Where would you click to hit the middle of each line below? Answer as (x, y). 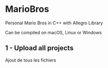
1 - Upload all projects (39, 48)
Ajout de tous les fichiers (31, 60)
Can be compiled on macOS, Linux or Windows (54, 32)
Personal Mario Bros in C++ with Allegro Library (54, 23)
